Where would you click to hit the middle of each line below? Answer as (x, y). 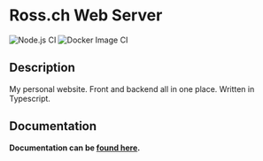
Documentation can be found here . (75, 148)
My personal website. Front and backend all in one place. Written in (132, 88)
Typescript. (30, 98)
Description (42, 68)
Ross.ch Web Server (86, 15)
